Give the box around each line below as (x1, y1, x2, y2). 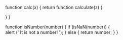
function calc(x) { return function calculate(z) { (5, 5, 103, 10)
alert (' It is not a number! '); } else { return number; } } (5, 29, 118, 35)
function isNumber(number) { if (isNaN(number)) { (5, 24, 110, 30)
